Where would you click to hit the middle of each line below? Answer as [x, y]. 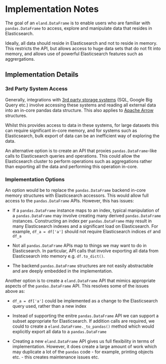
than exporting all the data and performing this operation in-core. [72, 166]
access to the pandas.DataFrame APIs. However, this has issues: [70, 200]
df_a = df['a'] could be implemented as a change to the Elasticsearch [85, 301]
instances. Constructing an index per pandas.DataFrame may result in [82, 221]
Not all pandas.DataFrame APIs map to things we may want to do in [80, 245]
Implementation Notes [52, 9]
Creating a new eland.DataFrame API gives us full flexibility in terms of [83, 341]
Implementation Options [35, 179]
